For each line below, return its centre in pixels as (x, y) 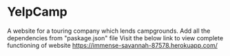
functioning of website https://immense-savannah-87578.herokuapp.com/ (113, 45)
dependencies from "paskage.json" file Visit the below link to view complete (115, 38)
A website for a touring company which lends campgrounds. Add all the (109, 31)
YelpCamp (37, 12)
